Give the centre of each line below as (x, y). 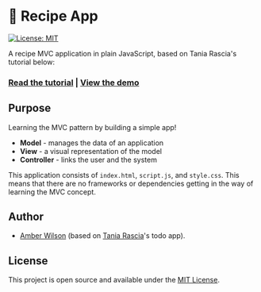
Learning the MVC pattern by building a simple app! (92, 127)
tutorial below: (32, 62)
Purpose (30, 108)
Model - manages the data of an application (92, 143)
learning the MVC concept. (52, 192)
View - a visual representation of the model (91, 151)
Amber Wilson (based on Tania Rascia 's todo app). (102, 236)
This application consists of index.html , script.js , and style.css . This (124, 175)
